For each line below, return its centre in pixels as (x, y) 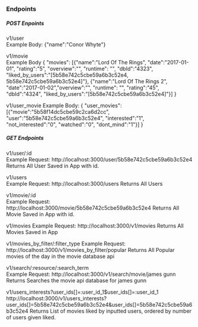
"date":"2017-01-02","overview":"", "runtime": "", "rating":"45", (83, 88)
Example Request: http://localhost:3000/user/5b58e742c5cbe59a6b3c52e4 (99, 159)
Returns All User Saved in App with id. (53, 166)
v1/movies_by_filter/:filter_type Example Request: (66, 244)
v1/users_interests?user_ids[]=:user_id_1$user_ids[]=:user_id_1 (82, 292)
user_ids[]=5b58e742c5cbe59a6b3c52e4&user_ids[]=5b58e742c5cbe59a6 (99, 304)
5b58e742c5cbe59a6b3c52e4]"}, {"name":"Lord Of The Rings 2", (87, 81)
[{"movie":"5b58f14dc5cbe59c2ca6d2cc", (58, 111)
